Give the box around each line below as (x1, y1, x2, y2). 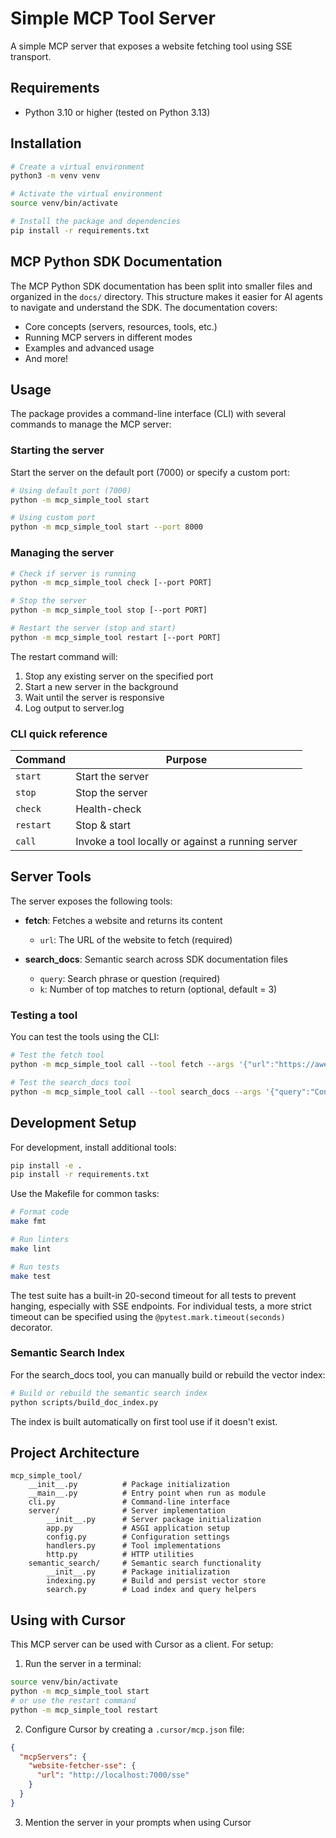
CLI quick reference (10, 727, 108, 741)
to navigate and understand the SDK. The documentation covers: (10, 301, 278, 313)
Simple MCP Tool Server (10, 7, 216, 30)
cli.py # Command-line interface (28, 1497, 230, 1507)
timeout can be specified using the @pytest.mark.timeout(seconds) (10, 1310, 286, 1322)
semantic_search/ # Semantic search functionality (28, 1558, 262, 1569)
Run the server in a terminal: (24, 1658, 142, 1670)
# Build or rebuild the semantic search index (10, 1388, 208, 1398)
